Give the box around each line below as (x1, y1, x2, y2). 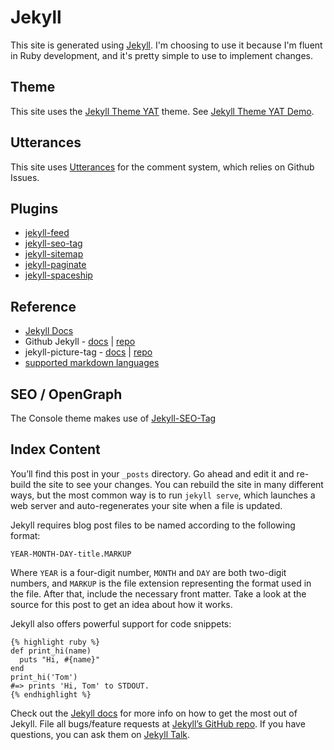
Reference (10, 298, 77, 315)
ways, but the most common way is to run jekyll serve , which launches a (10, 489, 316, 501)
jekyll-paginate (24, 259, 87, 271)
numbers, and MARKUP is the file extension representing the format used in (10, 577, 312, 589)
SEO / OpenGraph (10, 386, 123, 403)
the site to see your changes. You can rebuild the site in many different (33, 478, 324, 490)
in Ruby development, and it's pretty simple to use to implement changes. (10, 49, 313, 61)
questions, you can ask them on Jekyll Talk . (10, 728, 191, 740)
